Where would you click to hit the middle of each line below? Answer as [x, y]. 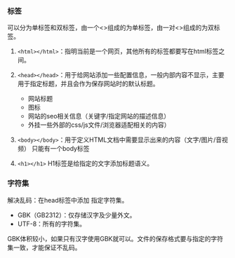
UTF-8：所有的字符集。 [52, 224]
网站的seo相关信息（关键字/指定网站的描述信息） [99, 116]
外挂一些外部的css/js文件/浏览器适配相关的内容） [99, 125]
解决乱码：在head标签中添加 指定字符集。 [68, 200]
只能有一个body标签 [60, 149]
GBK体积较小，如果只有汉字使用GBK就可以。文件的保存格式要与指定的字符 [115, 238]
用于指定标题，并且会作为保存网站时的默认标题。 [88, 84]
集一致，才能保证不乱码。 [44, 247]
